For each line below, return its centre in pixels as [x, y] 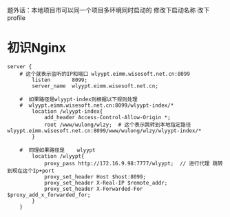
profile [17, 18]
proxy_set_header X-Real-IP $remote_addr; [106, 183]
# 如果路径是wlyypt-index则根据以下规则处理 [79, 99]
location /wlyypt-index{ [67, 111]
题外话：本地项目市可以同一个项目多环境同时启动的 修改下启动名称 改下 [108, 10]
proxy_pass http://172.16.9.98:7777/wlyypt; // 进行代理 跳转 [133, 163]
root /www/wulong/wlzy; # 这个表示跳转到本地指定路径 [117, 125]
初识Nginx [37, 48]
